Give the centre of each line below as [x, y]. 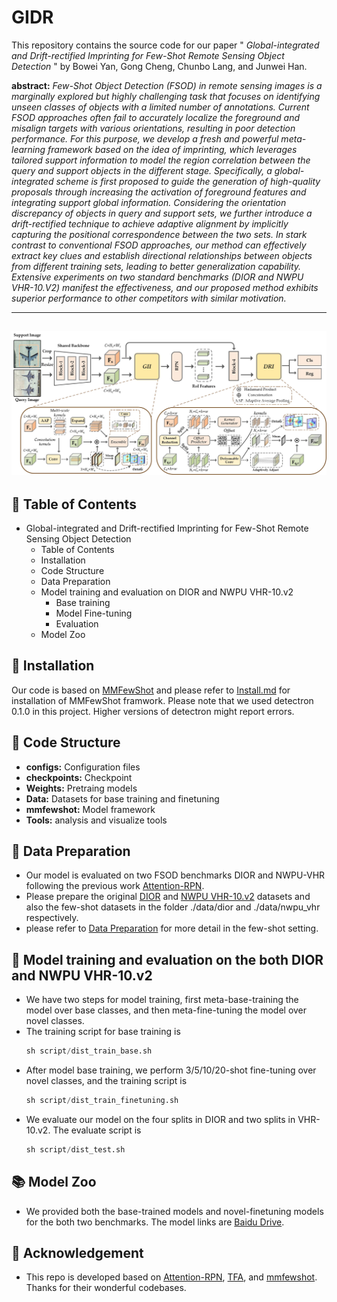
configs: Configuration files [83, 767]
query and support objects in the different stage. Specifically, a [142, 170]
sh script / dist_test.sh [75, 1149]
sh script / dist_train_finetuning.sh [102, 1101]
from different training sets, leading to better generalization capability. [156, 266]
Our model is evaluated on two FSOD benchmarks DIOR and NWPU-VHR [175, 875]
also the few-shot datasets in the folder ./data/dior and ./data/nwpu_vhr [173, 907]
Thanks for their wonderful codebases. [106, 1288]
